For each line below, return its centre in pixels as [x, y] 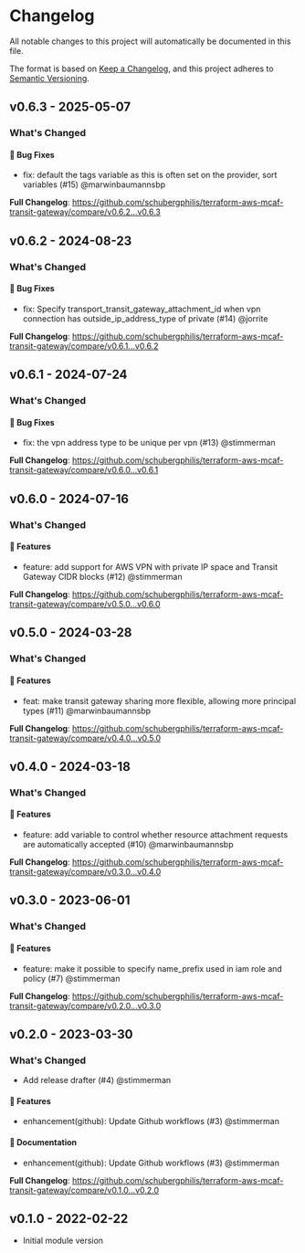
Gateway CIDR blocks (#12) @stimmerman [102, 577]
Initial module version [63, 1241]
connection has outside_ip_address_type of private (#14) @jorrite [145, 318]
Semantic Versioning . [49, 78]
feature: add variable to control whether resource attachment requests [155, 835]
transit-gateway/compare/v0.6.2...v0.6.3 [85, 212]
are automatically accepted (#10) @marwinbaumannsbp [128, 845]
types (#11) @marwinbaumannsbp [87, 711]
